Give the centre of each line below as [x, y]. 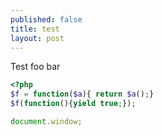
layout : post [37, 38]
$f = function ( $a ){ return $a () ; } [82, 94]
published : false [46, 19]
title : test [35, 29]
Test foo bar [35, 67]
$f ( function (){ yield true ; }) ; [73, 104]
